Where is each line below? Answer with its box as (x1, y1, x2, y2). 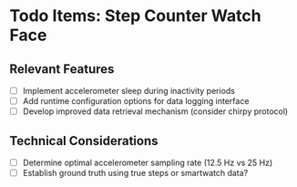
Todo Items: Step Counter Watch (9, 5, 261, 26)
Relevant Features (9, 61, 115, 77)
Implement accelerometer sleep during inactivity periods (22, 86, 235, 96)
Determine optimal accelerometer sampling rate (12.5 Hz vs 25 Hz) (22, 157, 273, 168)
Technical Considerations (9, 133, 159, 149)
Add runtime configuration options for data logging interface (22, 96, 250, 107)
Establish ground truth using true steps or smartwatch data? (22, 168, 249, 179)
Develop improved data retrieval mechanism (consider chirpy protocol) (22, 106, 289, 117)
